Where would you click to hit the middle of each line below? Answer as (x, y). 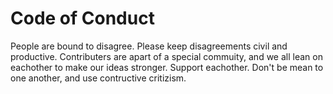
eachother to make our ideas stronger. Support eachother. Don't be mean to (167, 67)
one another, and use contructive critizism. (98, 78)
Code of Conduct (82, 18)
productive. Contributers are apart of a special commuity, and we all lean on (166, 56)
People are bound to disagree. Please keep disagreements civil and (149, 46)
